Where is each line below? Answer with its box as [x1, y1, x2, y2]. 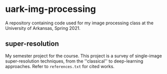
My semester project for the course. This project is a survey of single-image [5, 53, 162, 59]
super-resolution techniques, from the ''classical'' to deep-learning [5, 58, 143, 64]
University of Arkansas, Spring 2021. [5, 25, 81, 31]
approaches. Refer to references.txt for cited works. [5, 63, 115, 69]
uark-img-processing [5, 3, 96, 15]
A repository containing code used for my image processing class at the [5, 20, 154, 26]
